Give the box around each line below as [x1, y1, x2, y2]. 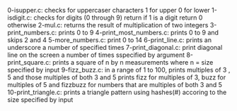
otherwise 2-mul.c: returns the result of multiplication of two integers [7, 21, 209, 29]
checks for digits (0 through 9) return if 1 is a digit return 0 [33, 13, 203, 22]
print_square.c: [7, 58, 51, 66]
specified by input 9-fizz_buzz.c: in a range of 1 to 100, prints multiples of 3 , [7, 66, 231, 74]
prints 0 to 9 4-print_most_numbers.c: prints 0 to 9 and [58, 28, 219, 37]
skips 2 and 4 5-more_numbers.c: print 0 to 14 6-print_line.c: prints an [7, 36, 212, 44]
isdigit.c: [7, 13, 33, 22]
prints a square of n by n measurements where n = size [52, 58, 214, 66]
